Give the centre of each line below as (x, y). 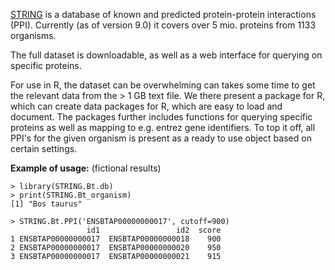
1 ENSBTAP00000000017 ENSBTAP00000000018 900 (116, 239)
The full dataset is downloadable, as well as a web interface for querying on (166, 55)
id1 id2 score (154, 230)
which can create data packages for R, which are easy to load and (146, 106)
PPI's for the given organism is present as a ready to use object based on (161, 138)
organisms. (33, 35)
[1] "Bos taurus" (46, 204)
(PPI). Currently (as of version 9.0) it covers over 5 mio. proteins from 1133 (163, 25)
